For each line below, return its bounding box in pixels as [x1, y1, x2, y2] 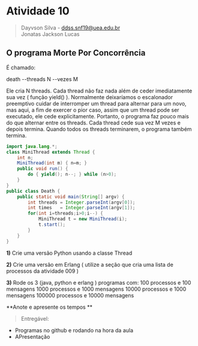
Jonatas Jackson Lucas [20, 30, 80, 37]
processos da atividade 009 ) [6, 267, 79, 275]
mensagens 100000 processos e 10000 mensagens [6, 291, 134, 299]
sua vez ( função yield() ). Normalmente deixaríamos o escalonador [6, 93, 173, 100]
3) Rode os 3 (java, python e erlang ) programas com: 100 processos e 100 [6, 279, 191, 286]
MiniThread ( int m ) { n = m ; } [17, 160, 87, 166]
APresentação [14, 333, 50, 340]
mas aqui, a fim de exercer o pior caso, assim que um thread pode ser [6, 106, 179, 114]
